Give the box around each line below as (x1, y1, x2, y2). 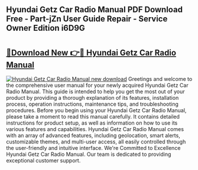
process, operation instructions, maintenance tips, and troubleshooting (6, 100, 179, 107)
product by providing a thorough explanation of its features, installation (6, 94, 179, 101)
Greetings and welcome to (128, 76, 193, 82)
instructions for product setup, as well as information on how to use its (6, 119, 178, 126)
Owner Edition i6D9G (6, 23, 86, 33)
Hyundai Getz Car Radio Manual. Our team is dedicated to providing (6, 151, 171, 158)
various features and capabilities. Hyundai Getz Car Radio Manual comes (6, 126, 184, 132)
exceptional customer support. (6, 157, 81, 164)
